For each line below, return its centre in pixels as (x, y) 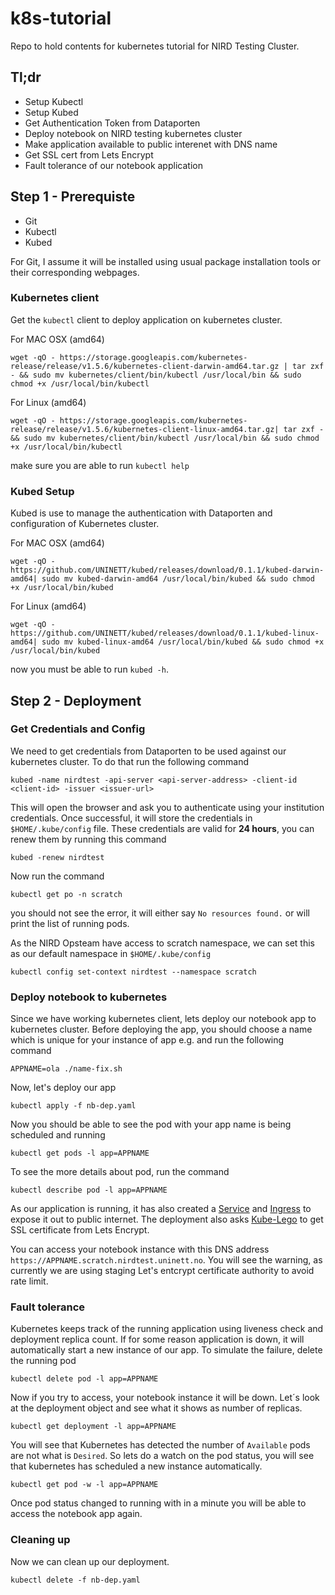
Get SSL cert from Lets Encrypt (89, 154)
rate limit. (29, 1281)
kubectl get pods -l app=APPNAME (80, 1153)
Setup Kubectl (54, 101)
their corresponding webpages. (75, 272)
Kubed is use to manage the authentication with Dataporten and (141, 513)
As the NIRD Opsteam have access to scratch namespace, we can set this (162, 943)
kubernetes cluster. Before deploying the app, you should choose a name (161, 1029)
